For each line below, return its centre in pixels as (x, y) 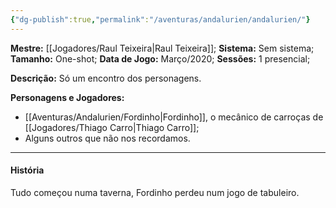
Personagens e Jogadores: (67, 97)
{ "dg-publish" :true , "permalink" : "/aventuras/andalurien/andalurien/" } (160, 19)
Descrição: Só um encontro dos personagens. (106, 78)
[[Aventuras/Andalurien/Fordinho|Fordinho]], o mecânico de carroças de (174, 117)
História (27, 170)
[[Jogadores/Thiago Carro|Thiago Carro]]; (112, 127)
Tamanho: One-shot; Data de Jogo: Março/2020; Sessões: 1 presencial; (160, 58)
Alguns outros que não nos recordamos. (107, 138)
